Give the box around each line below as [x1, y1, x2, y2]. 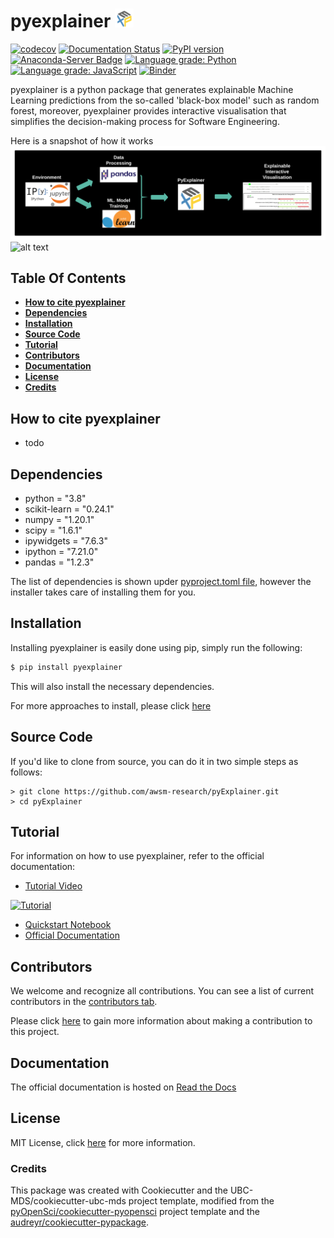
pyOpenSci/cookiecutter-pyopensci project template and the [10, 1206, 260, 1218]
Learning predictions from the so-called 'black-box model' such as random [10, 94, 320, 106]
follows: [10, 766, 43, 778]
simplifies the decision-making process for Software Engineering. [10, 115, 280, 127]
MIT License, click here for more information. [10, 1136, 196, 1148]
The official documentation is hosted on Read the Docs [10, 1081, 237, 1093]
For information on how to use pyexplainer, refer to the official [10, 850, 265, 862]
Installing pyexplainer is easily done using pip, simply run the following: [10, 641, 303, 653]
